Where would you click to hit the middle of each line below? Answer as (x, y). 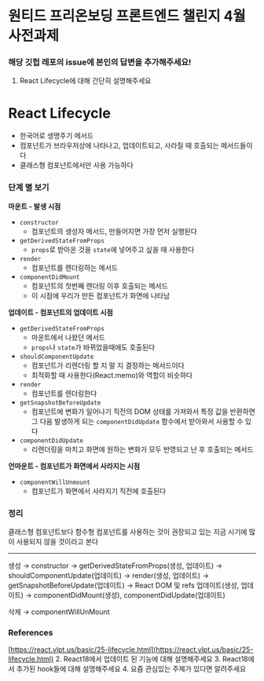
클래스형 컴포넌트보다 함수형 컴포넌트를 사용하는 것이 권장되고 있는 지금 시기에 (128, 532)
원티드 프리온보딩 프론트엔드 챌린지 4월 (127, 16)
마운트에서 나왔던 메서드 (68, 337)
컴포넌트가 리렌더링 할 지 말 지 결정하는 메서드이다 (108, 365)
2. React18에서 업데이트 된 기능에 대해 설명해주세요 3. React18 (152, 659)
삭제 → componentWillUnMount (59, 612)
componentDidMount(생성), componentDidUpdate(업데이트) (130, 595)
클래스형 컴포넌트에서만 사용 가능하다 (76, 165)
